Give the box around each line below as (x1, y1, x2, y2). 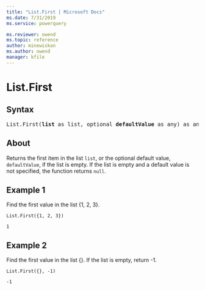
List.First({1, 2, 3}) (6, 213, 64, 219)
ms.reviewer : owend (6, 31, 56, 37)
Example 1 (6, 184, 46, 195)
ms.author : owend (6, 48, 51, 55)
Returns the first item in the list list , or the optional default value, (6, 154, 171, 162)
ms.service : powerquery (6, 20, 67, 26)
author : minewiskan (6, 43, 56, 49)
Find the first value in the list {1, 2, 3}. (6, 201, 100, 208)
